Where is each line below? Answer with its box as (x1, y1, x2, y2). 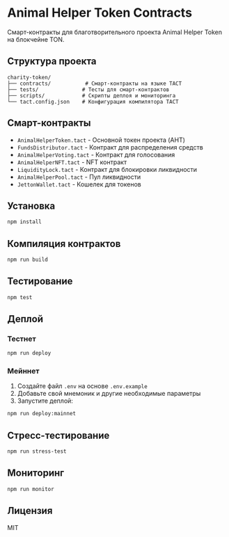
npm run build (7, 256, 49, 264)
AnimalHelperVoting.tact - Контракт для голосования (17, 150, 175, 159)
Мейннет (7, 367, 40, 376)
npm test (7, 294, 33, 300)
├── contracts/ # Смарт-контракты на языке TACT (7, 80, 182, 87)
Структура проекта (7, 56, 97, 67)
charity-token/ (7, 74, 52, 81)
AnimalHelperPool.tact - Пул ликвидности (17, 173, 141, 181)
